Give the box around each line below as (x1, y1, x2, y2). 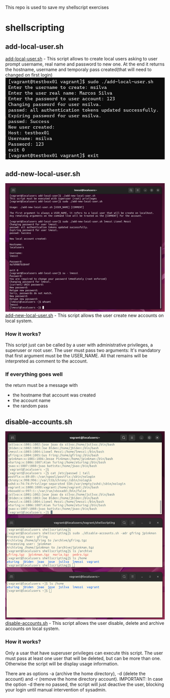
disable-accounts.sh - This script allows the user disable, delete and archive (5, 620, 164, 626)
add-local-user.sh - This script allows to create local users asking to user (5, 56, 158, 61)
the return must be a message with (5, 382, 78, 388)
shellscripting (5, 22, 65, 34)
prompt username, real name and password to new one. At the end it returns (5, 61, 165, 67)
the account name (12, 397, 51, 404)
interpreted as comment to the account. (5, 358, 88, 364)
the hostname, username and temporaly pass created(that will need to (5, 67, 152, 73)
